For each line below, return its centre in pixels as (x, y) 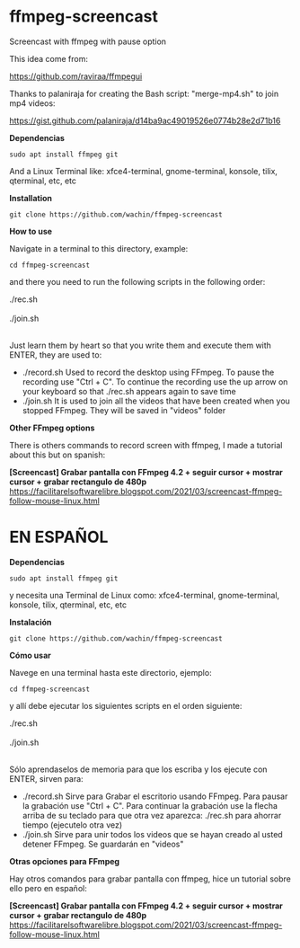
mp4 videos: (32, 103)
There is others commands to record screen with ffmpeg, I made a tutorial (146, 445)
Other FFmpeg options (52, 428)
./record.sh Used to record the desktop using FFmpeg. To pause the (148, 372)
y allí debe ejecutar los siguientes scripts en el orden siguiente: (126, 705)
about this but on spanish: (57, 455)
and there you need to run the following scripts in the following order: (137, 281)
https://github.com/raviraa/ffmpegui (76, 76)
